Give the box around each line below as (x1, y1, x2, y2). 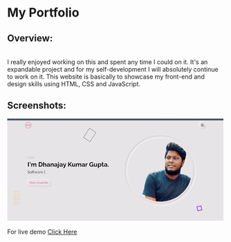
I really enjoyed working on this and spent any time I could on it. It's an (7, 58, 208, 66)
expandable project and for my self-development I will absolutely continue (7, 65, 219, 73)
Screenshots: (7, 100, 67, 112)
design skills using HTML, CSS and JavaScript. (7, 80, 140, 88)
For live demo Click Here (7, 228, 77, 236)
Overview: (7, 32, 53, 44)
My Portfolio (7, 5, 80, 21)
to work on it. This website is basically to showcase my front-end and (7, 72, 205, 81)
